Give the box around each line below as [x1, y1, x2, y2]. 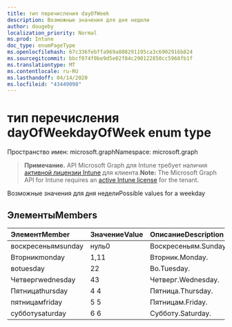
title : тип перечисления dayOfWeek [7, 10, 110, 17]
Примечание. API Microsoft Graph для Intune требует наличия [23, 161, 208, 170]
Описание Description [149, 230, 224, 239]
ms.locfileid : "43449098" [7, 81, 81, 88]
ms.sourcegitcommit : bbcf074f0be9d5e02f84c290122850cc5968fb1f [7, 55, 193, 62]
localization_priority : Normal [7, 29, 97, 37]
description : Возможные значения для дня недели [7, 17, 150, 23]
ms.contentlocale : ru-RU [7, 68, 79, 75]
